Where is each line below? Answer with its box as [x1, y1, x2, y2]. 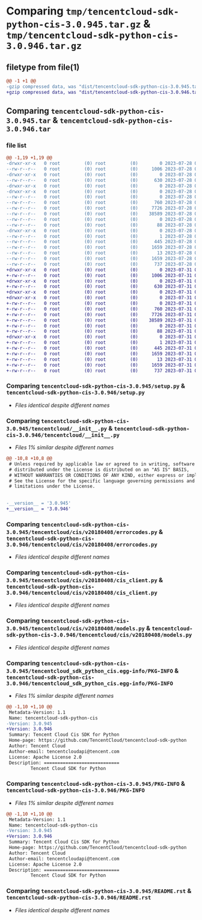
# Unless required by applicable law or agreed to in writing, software [8, 461, 195, 467]
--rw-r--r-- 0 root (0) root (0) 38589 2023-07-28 [6, 211, 192, 217]
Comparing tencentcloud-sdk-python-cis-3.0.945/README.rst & [6, 887, 192, 895]
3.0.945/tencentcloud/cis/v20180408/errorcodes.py [6, 529, 158, 535]
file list [6, 141, 27, 149]
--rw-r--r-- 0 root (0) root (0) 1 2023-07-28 [6, 233, 192, 239]
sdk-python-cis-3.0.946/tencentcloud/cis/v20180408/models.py [6, 632, 192, 639]
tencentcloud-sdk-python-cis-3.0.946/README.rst [6, 894, 151, 901]
